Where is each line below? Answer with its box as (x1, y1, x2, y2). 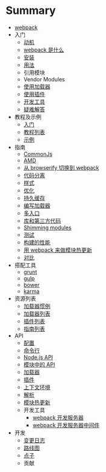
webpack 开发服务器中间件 (32, 421, 100, 428)
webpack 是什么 (23, 46, 64, 53)
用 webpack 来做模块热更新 (23, 246, 92, 254)
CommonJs (23, 150, 53, 158)
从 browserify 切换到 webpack (23, 164, 99, 171)
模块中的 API (23, 360, 55, 368)
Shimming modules (23, 224, 72, 231)
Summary (5, 4, 56, 18)
